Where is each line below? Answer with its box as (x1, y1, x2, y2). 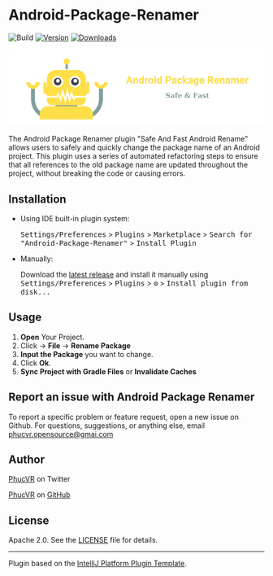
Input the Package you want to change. (19, 349, 154, 359)
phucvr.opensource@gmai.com (8, 429, 114, 439)
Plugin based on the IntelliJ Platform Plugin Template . (8, 559, 187, 569)
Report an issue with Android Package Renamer (8, 391, 255, 404)
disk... (19, 287, 51, 296)
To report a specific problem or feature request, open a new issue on (8, 412, 240, 421)
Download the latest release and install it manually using (19, 269, 209, 279)
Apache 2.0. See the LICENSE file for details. (8, 535, 158, 545)
